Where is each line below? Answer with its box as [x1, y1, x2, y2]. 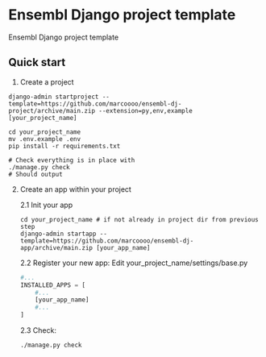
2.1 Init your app [19, 200, 73, 210]
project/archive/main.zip [8, 106, 95, 114]
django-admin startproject [8, 93, 99, 101]
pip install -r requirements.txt [8, 142, 121, 150]
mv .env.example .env [8, 135, 81, 143]
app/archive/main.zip [19, 243, 93, 251]
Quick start [8, 56, 66, 69]
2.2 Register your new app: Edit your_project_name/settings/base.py [19, 258, 248, 268]
